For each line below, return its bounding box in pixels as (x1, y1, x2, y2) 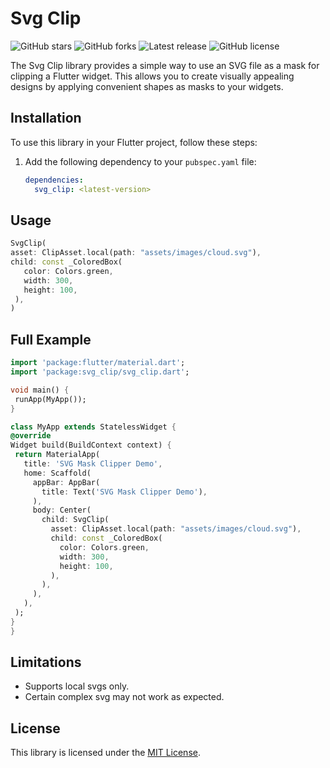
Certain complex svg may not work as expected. (24, 691, 225, 703)
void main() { (10, 385, 70, 395)
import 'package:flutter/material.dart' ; (10, 358, 186, 368)
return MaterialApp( (14, 450, 101, 460)
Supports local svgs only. (24, 680, 130, 692)
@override (10, 431, 52, 441)
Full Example (10, 331, 92, 348)
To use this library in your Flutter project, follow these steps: (10, 136, 258, 148)
